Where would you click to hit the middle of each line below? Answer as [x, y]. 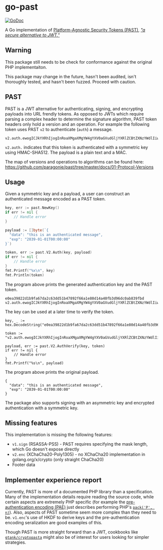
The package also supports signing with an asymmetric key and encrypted [80, 402]
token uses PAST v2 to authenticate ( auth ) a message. [59, 129]
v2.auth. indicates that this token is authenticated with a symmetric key [77, 147]
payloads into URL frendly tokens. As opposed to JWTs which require [74, 114]
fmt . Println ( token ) [25, 275]
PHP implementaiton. [26, 67]
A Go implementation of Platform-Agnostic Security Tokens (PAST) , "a [75, 30]
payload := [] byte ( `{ [27, 230]
